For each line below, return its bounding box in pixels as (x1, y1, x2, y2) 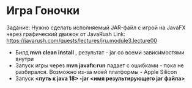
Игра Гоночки (6, 4, 80, 18)
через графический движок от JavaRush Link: (6, 30, 126, 37)
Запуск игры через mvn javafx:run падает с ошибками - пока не (15, 62, 185, 69)
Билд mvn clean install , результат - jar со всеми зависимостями (15, 48, 185, 56)
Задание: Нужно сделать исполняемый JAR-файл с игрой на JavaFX (6, 24, 186, 31)
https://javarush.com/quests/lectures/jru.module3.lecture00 (6, 37, 158, 44)
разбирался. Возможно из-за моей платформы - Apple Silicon (15, 68, 177, 75)
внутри (15, 55, 34, 62)
